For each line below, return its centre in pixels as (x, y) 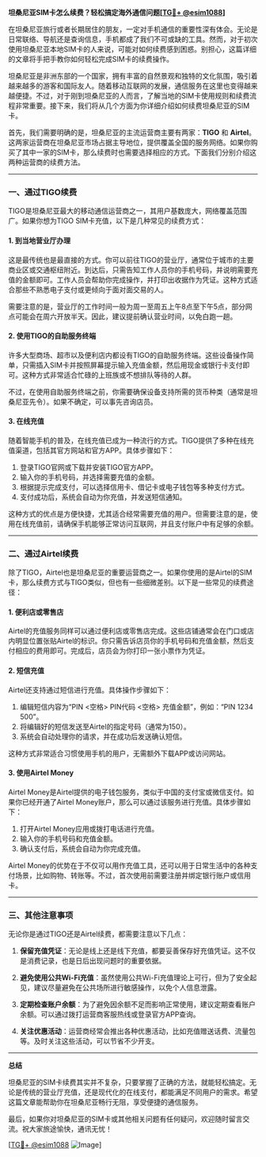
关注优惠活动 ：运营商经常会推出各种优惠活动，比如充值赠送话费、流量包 (137, 1032)
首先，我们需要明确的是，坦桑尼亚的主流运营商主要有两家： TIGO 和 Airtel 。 (132, 133)
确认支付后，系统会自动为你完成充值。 (82, 848)
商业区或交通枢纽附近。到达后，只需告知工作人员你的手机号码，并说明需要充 (133, 270)
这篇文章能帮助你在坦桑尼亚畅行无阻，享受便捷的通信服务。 (105, 1102)
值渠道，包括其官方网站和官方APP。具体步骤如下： (91, 450)
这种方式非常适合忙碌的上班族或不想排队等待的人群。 (108, 375)
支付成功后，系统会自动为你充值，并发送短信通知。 (103, 497)
